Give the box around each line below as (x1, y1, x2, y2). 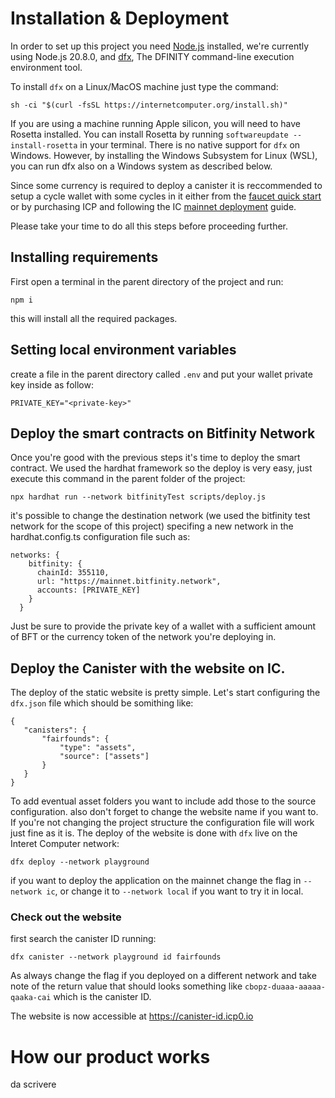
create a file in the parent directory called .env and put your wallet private (10, 368, 313, 380)
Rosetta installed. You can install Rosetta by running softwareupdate (10, 128, 289, 140)
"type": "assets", (59, 743, 137, 753)
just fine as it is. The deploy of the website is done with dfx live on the (10, 827, 298, 839)
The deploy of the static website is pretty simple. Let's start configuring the (10, 687, 321, 699)
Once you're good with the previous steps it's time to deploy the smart (10, 452, 301, 464)
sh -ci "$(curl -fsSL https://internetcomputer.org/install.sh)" (10, 100, 288, 110)
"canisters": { (23, 725, 87, 736)
